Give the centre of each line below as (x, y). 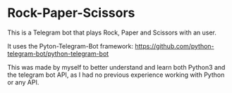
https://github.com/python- (175, 46)
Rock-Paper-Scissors (71, 13)
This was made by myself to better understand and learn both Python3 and (116, 67)
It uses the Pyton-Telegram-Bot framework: (71, 46)
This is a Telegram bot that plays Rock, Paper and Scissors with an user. (112, 32)
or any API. (23, 82)
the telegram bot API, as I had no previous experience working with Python (116, 75)
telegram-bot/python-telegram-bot (58, 54)
